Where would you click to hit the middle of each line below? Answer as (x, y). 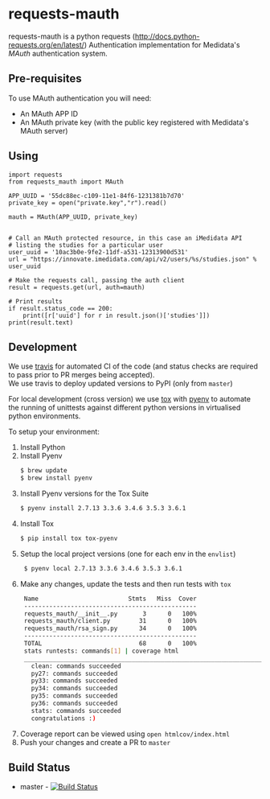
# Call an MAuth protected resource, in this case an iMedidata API (125, 238)
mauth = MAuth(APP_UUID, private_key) (73, 217)
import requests (35, 175)
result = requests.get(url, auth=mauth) (77, 287)
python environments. (45, 416)
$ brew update (43, 471)
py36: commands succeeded (74, 703)
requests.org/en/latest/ (46, 44)
